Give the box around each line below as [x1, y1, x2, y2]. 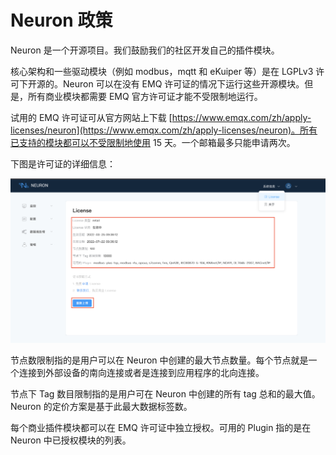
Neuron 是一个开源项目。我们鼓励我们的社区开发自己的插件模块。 [10, 44, 280, 56]
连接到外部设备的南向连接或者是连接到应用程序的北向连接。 [18, 367, 265, 379]
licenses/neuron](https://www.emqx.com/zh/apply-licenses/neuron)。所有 [10, 124, 318, 136]
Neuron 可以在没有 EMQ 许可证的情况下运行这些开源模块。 [62, 77, 305, 90]
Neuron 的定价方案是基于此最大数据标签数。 [10, 401, 193, 413]
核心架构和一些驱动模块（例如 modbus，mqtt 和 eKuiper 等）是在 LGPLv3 [10, 65, 314, 77]
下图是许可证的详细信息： [10, 157, 116, 170]
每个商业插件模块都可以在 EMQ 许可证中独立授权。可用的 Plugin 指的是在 [10, 422, 312, 434]
